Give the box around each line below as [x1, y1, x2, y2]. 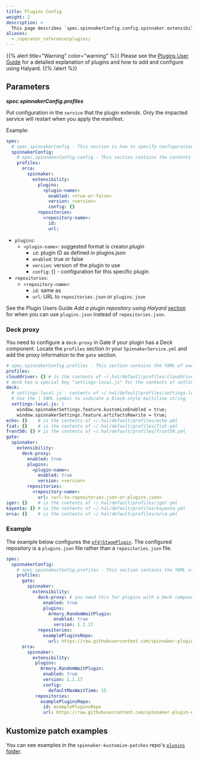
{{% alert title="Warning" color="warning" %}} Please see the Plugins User [6, 53, 189, 59]
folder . [6, 748, 22, 755]
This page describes [11, 25, 62, 31]
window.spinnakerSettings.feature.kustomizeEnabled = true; [16, 407, 167, 412]
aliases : [6, 31, 28, 37]
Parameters [6, 82, 50, 92]
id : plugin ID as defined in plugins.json [32, 249, 126, 256]
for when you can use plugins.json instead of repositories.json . [6, 310, 166, 317]
